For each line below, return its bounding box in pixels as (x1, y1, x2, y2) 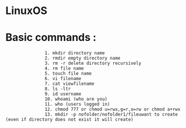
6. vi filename (44, 76, 82, 82)
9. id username (44, 91, 82, 97)
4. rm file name (44, 65, 84, 71)
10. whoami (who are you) (44, 96, 108, 102)
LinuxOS (5, 4, 48, 18)
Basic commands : (5, 31, 97, 44)
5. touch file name (44, 71, 92, 77)
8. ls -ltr (44, 86, 71, 92)
